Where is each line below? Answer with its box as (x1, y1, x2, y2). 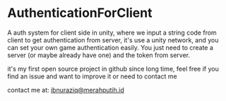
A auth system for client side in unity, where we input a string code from (7, 28, 217, 37)
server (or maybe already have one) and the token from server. (7, 51, 191, 59)
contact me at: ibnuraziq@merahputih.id (7, 85, 125, 94)
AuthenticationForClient (7, 5, 153, 21)
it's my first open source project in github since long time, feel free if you (7, 64, 219, 73)
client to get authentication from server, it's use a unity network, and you (7, 35, 219, 44)
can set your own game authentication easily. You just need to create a (7, 43, 214, 52)
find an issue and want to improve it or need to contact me (7, 72, 178, 81)
